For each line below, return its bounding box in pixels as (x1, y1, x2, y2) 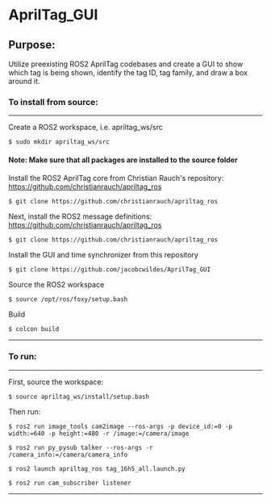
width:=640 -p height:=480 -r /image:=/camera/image (8, 430, 190, 438)
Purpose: (8, 38, 56, 52)
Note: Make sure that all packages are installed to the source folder (8, 155, 238, 165)
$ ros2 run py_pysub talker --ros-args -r (8, 443, 153, 451)
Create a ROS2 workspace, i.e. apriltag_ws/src (8, 123, 163, 132)
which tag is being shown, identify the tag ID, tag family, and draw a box (8, 68, 248, 78)
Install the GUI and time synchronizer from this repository (8, 249, 199, 259)
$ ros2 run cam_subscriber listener (8, 479, 131, 487)
